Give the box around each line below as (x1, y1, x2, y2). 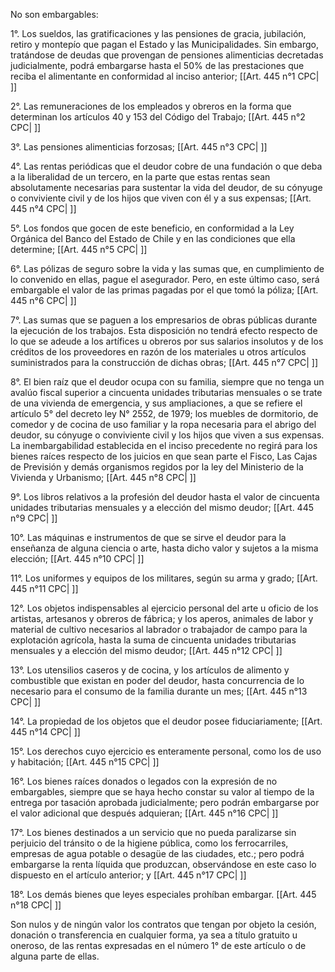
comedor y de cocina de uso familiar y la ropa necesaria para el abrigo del (10, 419, 317, 430)
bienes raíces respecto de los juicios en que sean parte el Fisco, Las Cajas (10, 450, 318, 462)
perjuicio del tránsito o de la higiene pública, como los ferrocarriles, (10, 837, 289, 849)
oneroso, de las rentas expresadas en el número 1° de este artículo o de (10, 940, 307, 951)
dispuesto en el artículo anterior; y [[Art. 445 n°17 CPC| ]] (10, 869, 247, 881)
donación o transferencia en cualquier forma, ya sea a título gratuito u (10, 929, 298, 941)
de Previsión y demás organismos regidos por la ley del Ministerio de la (10, 461, 304, 473)
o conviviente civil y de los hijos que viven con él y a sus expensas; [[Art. (10, 192, 312, 204)
